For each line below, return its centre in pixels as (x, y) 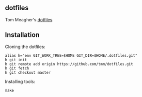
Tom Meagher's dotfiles (29, 19)
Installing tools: (20, 81)
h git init (16, 60)
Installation (22, 35)
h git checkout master (28, 72)
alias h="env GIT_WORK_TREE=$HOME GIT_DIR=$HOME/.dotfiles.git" (71, 55)
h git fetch (17, 68)
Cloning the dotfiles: (25, 47)
